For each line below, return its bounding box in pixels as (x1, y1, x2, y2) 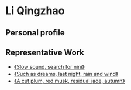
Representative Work (5, 47, 84, 57)
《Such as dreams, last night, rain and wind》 (13, 71, 118, 78)
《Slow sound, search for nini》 (13, 64, 85, 71)
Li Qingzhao (5, 4, 65, 18)
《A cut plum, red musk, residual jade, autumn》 (13, 78, 125, 85)
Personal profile (5, 28, 65, 38)
